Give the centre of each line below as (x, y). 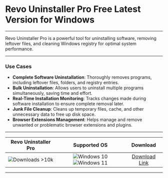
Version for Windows (50, 20)
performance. (19, 49)
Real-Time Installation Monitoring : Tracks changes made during (79, 99)
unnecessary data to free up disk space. (54, 114)
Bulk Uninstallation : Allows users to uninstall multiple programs (78, 88)
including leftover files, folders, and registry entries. (65, 83)
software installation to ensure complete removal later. (68, 104)
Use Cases (18, 66)
